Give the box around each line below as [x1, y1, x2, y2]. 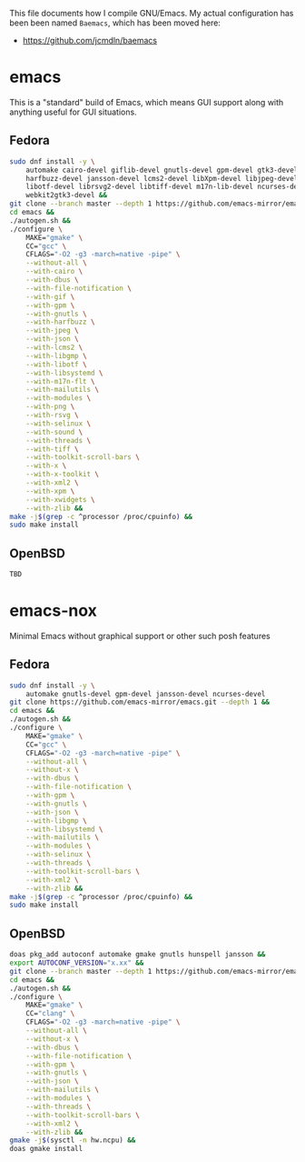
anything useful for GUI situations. [9, 106, 138, 117]
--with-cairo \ [25, 267, 84, 276]
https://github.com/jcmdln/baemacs [22, 35, 157, 45]
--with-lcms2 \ [25, 343, 84, 352]
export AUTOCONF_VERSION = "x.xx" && [9, 958, 144, 967]
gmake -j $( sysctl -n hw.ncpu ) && [9, 1136, 136, 1145]
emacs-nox [9, 600, 98, 621]
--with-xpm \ [25, 486, 75, 496]
